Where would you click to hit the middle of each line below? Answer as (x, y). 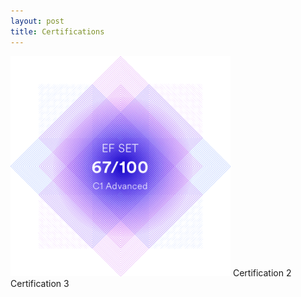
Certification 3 (40, 283)
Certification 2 (262, 272)
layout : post (37, 21)
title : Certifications (57, 31)
